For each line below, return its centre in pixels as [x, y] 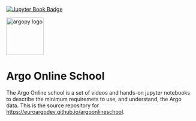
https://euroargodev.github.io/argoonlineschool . [65, 111]
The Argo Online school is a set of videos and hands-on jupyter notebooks [98, 92]
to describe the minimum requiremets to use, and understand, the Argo [94, 99]
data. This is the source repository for [53, 105]
